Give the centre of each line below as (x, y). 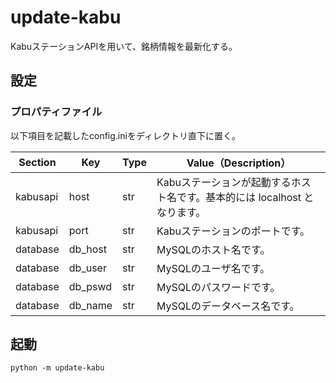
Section (37, 162)
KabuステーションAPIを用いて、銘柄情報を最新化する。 (124, 46)
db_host (87, 249)
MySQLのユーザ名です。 (213, 268)
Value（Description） (239, 163)
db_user (87, 268)
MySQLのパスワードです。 (218, 287)
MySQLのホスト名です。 (213, 249)
